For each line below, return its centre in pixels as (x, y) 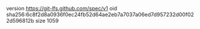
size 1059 (47, 21)
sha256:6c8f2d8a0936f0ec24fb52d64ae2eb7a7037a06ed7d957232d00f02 (100, 14)
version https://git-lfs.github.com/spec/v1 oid (62, 8)
